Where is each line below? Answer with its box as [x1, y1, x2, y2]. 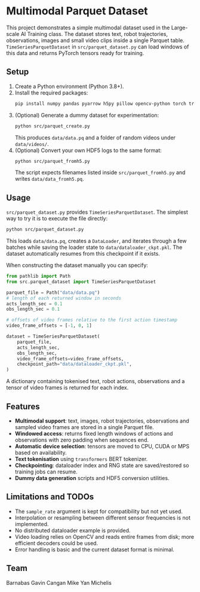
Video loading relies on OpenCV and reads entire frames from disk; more [14, 533, 195, 540]
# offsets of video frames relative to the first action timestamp [6, 317, 178, 323]
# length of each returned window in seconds [6, 295, 121, 301]
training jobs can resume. [14, 468, 78, 475]
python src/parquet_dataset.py [6, 226, 84, 233]
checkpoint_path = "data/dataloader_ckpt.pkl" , [17, 361, 133, 368]
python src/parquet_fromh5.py [14, 158, 91, 164]
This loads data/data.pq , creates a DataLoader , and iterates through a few [6, 238, 187, 245]
